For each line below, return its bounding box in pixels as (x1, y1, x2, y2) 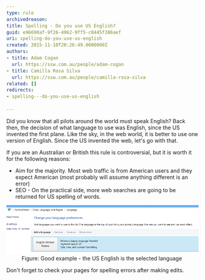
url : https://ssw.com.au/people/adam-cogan (12, 61, 124, 67)
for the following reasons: (6, 155, 71, 162)
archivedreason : (6, 16, 48, 23)
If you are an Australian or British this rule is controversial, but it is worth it (6, 148, 192, 156)
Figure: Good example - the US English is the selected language (21, 254, 182, 262)
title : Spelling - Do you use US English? (6, 23, 116, 29)
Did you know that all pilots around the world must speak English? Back (6, 117, 186, 124)
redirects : (6, 87, 34, 93)
